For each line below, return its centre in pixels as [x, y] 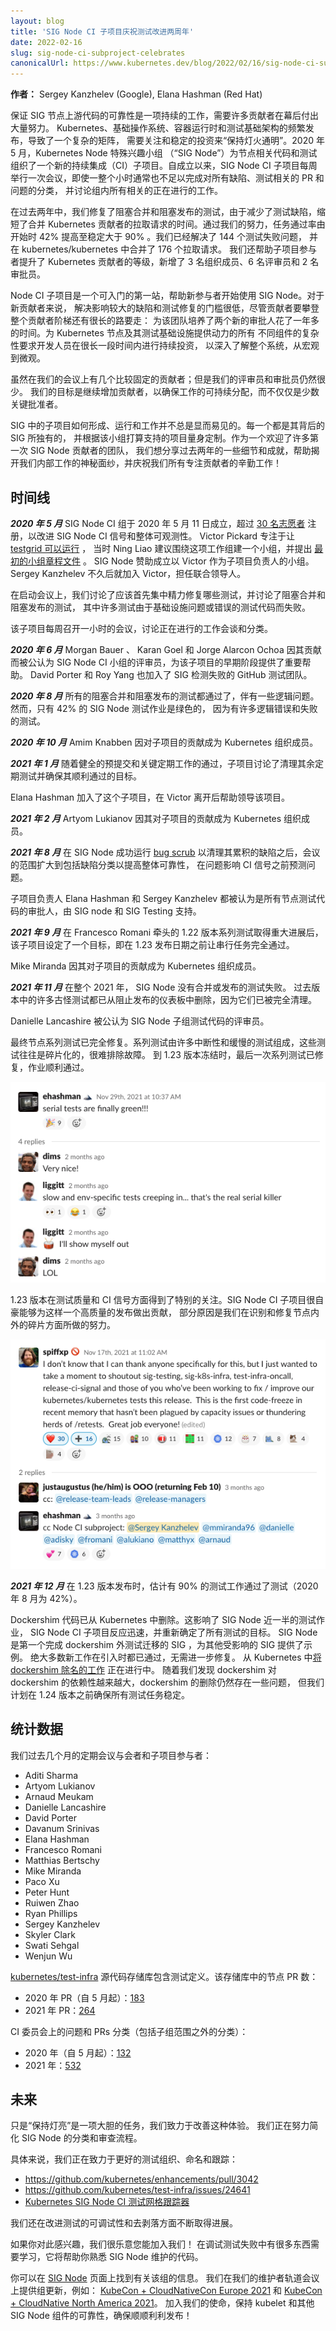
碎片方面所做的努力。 [71, 1324]
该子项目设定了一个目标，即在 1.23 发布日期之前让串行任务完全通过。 [152, 944]
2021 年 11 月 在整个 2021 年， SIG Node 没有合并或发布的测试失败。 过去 [161, 987]
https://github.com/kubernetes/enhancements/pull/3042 [141, 2179]
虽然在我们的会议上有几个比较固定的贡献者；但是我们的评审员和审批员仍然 [163, 379]
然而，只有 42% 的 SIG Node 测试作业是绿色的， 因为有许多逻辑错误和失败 [164, 708]
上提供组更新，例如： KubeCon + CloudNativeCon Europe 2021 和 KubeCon [166, 2291]
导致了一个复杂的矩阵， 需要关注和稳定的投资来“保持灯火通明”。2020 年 [176, 141]
